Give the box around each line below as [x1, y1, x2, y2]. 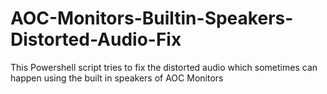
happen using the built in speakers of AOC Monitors [10, 72, 224, 84]
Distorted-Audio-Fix [10, 28, 182, 51]
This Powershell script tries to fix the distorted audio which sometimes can [10, 61, 318, 73]
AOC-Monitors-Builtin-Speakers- [10, 7, 294, 30]
